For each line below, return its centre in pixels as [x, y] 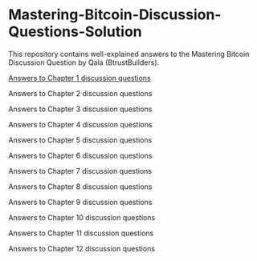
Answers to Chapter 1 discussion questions [80, 78]
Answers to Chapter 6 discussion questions [80, 155]
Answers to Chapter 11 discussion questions [81, 233]
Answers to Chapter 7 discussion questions [80, 171]
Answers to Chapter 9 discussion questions [80, 202]
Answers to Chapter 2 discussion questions [80, 93]
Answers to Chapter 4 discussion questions [80, 124]
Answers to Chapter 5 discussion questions [80, 140]
